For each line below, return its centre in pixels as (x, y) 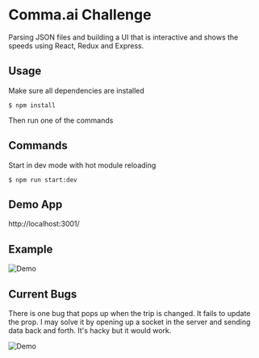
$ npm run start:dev (43, 180)
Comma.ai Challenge (80, 15)
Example (31, 249)
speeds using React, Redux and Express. (76, 45)
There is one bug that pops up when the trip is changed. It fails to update (129, 313)
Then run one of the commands (61, 120)
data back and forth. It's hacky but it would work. (90, 331)
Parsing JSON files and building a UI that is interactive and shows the (123, 37)
